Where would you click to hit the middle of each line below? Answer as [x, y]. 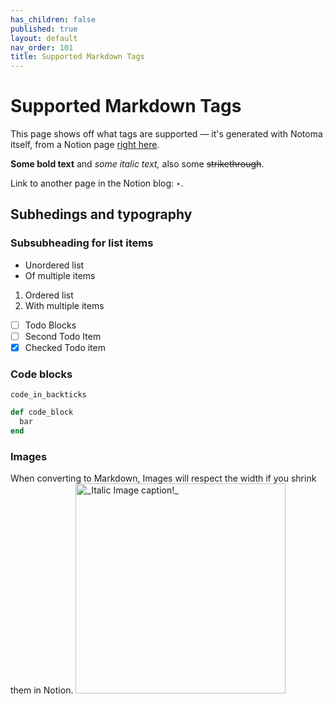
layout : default [44, 38]
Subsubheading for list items [82, 243]
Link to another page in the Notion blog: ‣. [97, 183]
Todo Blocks [50, 325]
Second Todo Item [63, 336]
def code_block [42, 412]
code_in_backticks [48, 395]
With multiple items [64, 305]
